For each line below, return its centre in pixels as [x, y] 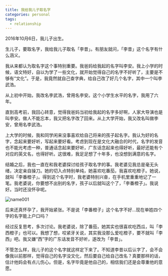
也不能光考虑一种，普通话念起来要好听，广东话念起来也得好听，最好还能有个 [84, 148]
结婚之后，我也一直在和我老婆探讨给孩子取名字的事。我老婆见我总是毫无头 [82, 165]
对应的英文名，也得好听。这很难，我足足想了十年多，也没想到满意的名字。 [82, 154]
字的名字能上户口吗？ [27, 216]
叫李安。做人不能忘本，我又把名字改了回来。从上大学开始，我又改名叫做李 [82, 118]
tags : [11, 19]
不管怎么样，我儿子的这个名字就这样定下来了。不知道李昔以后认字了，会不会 [84, 250]
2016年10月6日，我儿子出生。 [36, 38]
